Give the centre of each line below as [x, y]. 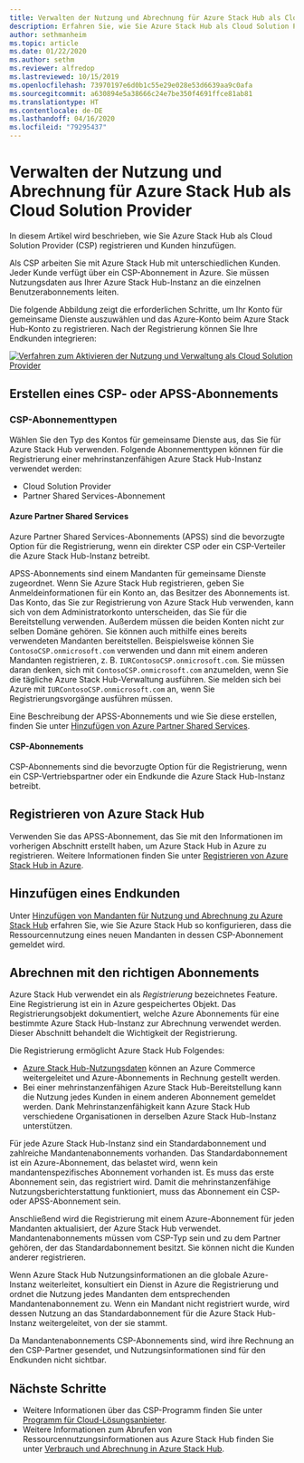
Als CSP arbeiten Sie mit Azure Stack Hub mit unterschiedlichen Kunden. [145, 263]
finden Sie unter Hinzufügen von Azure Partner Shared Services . [130, 725]
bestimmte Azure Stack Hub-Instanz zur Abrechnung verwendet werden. [146, 1023]
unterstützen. [47, 1126]
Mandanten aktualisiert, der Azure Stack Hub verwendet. [115, 1228]
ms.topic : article [44, 43]
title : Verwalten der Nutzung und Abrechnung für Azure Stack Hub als [145, 18]
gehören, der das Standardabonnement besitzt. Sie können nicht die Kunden [152, 1248]
